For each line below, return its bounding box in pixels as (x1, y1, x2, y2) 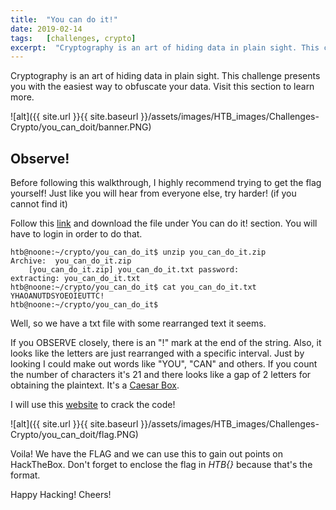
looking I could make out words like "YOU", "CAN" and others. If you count (10, 358, 318, 370)
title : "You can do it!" (10, 14, 118, 25)
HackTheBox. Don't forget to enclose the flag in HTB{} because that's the (10, 459, 313, 471)
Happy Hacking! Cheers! (10, 489, 112, 501)
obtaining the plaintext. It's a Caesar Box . (10, 379, 180, 391)
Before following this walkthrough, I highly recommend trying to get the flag (10, 177, 322, 189)
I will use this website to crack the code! (10, 399, 176, 411)
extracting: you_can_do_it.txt (10, 274, 141, 284)
